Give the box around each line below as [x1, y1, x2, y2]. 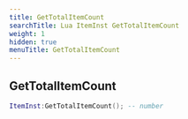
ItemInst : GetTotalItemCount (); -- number [9, 101, 164, 110]
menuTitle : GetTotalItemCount [9, 46, 121, 55]
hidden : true [9, 37, 57, 47]
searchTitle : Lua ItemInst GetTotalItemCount [9, 21, 179, 30]
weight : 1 [9, 29, 46, 38]
